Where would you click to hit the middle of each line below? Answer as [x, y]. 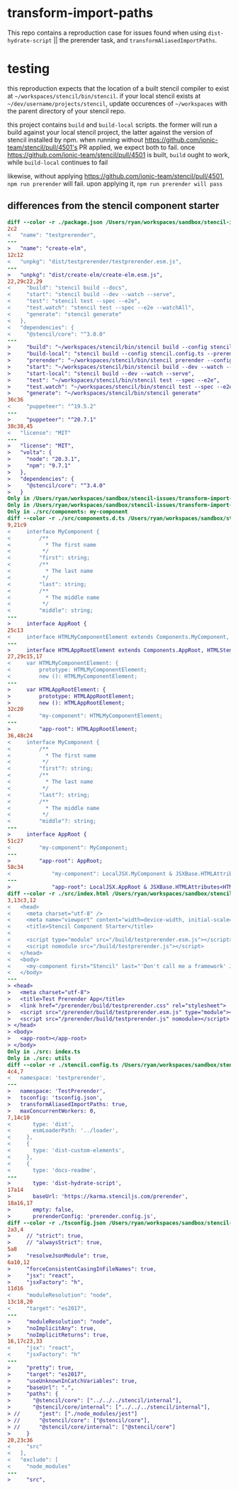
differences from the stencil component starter [113, 206]
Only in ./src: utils [39, 1058]
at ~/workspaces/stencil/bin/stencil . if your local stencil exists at [104, 96]
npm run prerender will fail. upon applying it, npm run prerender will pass [115, 183]
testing [29, 69]
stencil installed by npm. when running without [75, 140]
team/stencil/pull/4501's [42, 147]
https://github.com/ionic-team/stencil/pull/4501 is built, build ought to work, [119, 154]
